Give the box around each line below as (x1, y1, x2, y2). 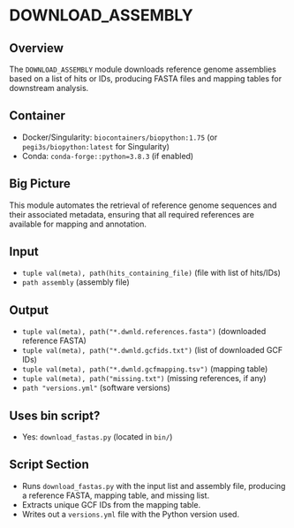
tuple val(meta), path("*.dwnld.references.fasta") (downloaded (21, 326, 267, 337)
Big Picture (9, 176, 71, 191)
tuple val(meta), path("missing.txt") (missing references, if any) (21, 373, 267, 384)
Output (9, 302, 49, 318)
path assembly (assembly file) (21, 277, 130, 287)
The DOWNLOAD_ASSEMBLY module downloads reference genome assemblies (9, 64, 276, 74)
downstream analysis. (9, 83, 89, 93)
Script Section (9, 457, 90, 472)
